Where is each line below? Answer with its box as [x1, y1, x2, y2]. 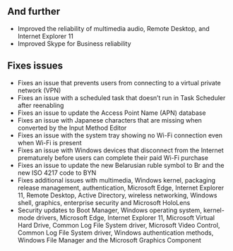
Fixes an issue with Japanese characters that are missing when [17, 116, 203, 124]
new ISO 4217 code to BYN [17, 169, 97, 177]
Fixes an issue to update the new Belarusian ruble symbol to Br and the [17, 161, 225, 169]
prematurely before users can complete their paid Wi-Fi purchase [17, 153, 208, 161]
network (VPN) [17, 86, 61, 94]
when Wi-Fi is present [17, 138, 83, 147]
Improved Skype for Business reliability [17, 39, 132, 48]
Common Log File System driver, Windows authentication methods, [17, 228, 214, 237]
